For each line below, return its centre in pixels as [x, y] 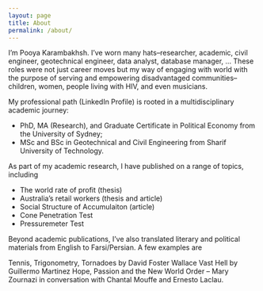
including [23, 174]
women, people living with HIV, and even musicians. [123, 86]
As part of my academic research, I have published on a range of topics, [126, 167]
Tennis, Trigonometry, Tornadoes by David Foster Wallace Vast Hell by [123, 263]
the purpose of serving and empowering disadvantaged [99, 78]
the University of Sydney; [61, 134]
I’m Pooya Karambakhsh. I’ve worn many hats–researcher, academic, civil [128, 53]
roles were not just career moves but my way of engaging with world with [128, 70]
